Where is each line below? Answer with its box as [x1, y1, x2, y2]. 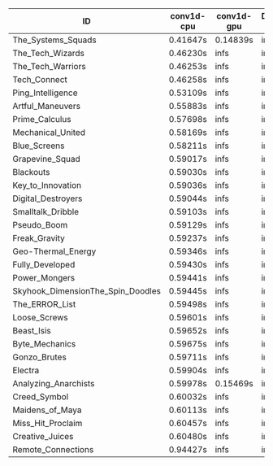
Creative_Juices [12, 431, 74, 442]
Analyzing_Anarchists [12, 378, 95, 389]
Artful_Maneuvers [12, 101, 81, 111]
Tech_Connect [12, 74, 67, 85]
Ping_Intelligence [12, 87, 79, 98]
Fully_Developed [12, 259, 76, 270]
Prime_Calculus [12, 114, 71, 124]
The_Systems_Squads [12, 34, 97, 46]
